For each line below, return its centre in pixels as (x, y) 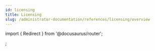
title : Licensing (23, 15)
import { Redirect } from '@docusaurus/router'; (54, 34)
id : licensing (20, 10)
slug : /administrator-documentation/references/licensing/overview (78, 19)
